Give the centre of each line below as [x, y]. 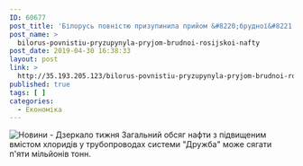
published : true [40, 84]
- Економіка [40, 109]
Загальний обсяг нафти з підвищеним [194, 135]
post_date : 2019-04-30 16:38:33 [70, 51]
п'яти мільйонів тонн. [50, 154]
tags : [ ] [28, 92]
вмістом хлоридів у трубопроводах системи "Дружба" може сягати [141, 144]
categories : [32, 101]
